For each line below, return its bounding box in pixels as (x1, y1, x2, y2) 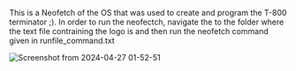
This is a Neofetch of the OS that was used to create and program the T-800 (9, 8, 287, 18)
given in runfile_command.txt (9, 35, 115, 46)
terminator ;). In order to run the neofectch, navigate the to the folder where (9, 17, 285, 27)
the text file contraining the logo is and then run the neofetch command (9, 26, 269, 36)
